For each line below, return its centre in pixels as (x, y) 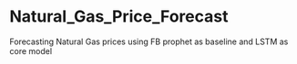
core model (31, 50)
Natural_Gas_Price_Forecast (119, 17)
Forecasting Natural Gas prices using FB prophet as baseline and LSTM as (149, 41)
